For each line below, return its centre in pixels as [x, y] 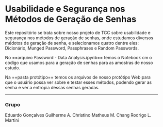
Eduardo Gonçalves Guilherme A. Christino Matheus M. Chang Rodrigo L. [78, 115]
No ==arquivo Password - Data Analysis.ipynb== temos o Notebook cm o [79, 57]
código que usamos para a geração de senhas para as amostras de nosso [79, 63]
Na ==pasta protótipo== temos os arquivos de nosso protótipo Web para [78, 77]
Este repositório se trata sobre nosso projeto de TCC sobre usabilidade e [78, 32]
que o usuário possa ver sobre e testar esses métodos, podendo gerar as [78, 82]
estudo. [13, 68]
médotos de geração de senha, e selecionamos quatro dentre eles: [72, 43]
